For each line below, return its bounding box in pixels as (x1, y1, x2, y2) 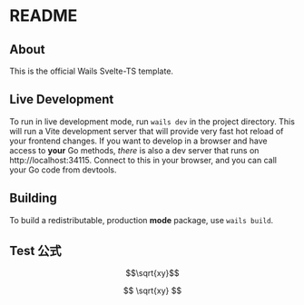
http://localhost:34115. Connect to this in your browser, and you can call (9, 154, 277, 165)
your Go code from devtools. (9, 164, 117, 175)
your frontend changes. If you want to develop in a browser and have (9, 135, 268, 146)
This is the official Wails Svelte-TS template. (9, 65, 174, 76)
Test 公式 (9, 243, 62, 259)
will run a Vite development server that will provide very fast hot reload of (9, 125, 284, 136)
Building (9, 191, 57, 206)
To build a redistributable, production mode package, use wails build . (9, 214, 274, 225)
